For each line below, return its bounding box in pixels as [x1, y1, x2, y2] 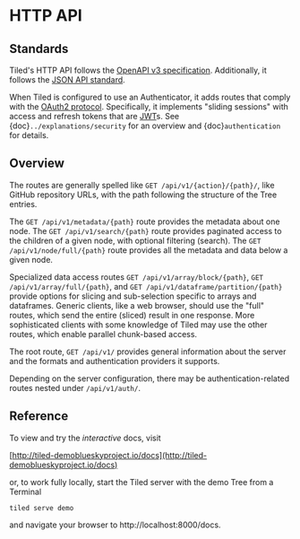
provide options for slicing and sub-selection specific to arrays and [9, 291, 257, 301]
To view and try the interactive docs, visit [9, 432, 161, 443]
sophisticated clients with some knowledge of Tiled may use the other [9, 319, 268, 330]
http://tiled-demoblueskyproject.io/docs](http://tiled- [12, 449, 208, 460]
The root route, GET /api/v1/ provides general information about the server [9, 346, 287, 357]
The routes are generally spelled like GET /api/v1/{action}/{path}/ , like [9, 179, 275, 190]
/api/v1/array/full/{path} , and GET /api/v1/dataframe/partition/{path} [9, 281, 283, 291]
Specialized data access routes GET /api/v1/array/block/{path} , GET [9, 271, 264, 283]
